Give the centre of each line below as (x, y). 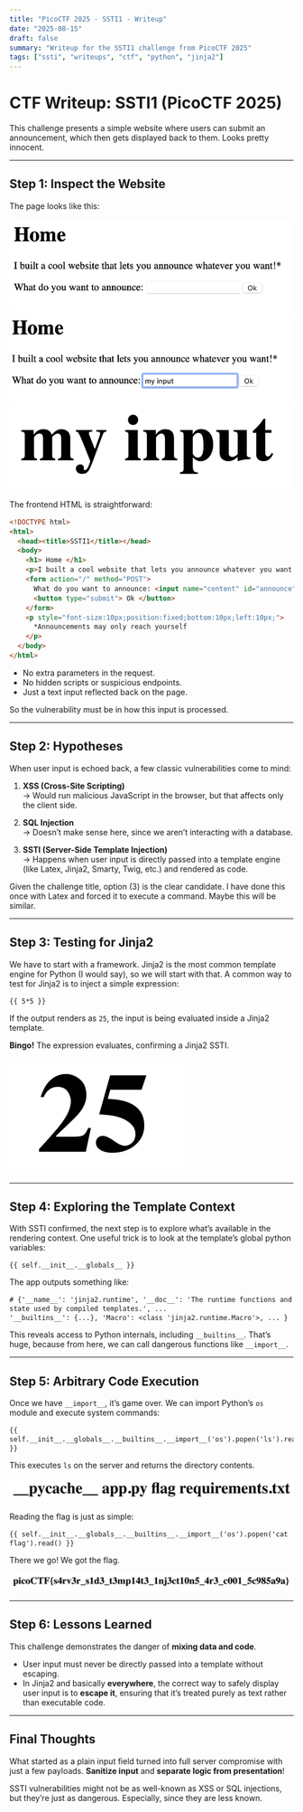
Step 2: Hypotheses (66, 746)
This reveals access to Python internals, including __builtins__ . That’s (140, 1335)
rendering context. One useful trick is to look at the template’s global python (150, 1238)
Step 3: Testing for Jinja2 (82, 943)
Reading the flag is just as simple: (72, 1516)
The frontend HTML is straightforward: (81, 504)
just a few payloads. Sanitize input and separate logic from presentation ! (147, 1770)
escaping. (41, 1674)
